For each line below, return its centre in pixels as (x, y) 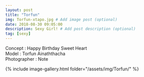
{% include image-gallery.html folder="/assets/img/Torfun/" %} (72, 69)
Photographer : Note (27, 59)
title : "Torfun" (22, 15)
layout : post (19, 10)
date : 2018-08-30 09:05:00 (34, 24)
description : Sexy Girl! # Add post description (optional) (71, 29)
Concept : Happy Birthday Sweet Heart (46, 48)
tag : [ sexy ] (18, 34)
